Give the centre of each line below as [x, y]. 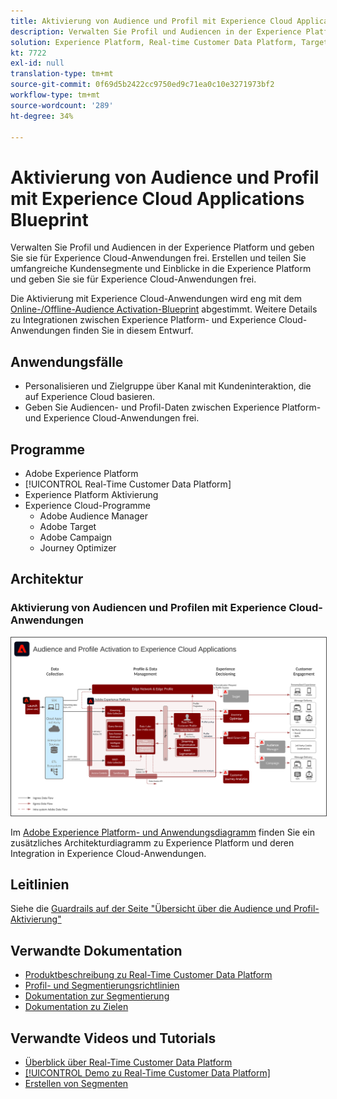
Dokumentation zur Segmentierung [97, 996]
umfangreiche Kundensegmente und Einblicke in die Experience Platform [161, 269]
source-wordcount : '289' [62, 105]
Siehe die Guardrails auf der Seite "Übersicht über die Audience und [151, 909]
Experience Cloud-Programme [88, 505]
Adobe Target [68, 526]
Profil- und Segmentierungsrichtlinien [102, 986]
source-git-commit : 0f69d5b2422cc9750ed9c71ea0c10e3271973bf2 [142, 85]
